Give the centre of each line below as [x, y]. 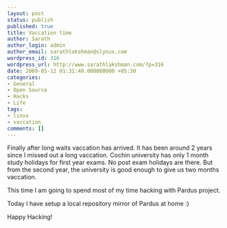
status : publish [30, 20]
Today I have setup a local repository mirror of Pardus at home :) [98, 204]
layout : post [26, 13]
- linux [18, 115]
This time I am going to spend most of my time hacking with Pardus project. [114, 190]
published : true [30, 26]
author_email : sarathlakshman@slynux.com [67, 52]
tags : [15, 109]
